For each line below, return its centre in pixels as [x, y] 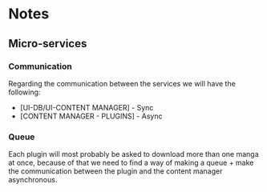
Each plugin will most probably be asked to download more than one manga [133, 154]
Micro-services [48, 44]
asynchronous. [33, 180]
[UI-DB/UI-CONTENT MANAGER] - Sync [87, 107]
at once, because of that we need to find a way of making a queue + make [131, 163]
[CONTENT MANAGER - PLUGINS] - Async [91, 116]
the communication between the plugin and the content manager [115, 171]
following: [24, 92]
